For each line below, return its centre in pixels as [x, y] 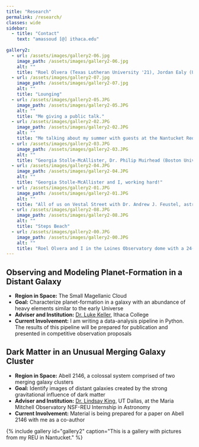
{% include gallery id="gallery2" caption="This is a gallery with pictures [94, 431]
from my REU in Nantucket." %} [44, 437]
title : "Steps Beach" [43, 226]
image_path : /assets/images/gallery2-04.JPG [73, 171]
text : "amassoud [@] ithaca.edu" [58, 39]
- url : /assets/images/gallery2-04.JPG [61, 166]
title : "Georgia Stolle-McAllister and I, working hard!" [90, 182]
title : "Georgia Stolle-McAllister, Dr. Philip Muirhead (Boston [99, 160]
